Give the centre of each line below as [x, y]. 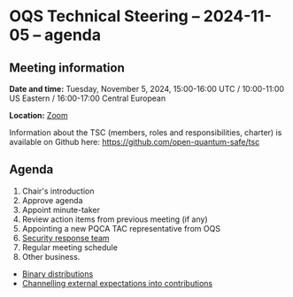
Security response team [66, 238]
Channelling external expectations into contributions [117, 283]
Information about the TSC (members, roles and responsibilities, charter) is [146, 133]
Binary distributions [58, 274]
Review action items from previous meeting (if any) [115, 219]
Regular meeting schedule [69, 247]
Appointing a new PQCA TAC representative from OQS [121, 228]
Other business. [51, 256]
